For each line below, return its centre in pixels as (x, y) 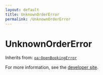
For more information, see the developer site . (52, 67)
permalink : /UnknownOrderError (38, 19)
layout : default (22, 10)
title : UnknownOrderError (32, 14)
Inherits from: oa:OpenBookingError (41, 57)
